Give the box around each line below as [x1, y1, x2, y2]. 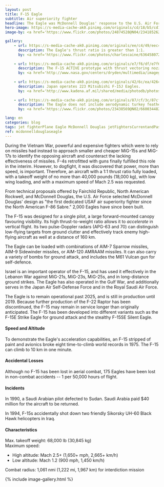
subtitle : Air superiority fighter [5, 16, 78, 21]
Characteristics [5, 426, 38, 432]
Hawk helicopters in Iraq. [5, 416, 55, 422]
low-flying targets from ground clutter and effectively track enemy [5, 229, 138, 235]
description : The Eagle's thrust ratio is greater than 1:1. [18, 47, 145, 53]
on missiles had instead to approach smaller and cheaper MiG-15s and [5, 147, 147, 154]
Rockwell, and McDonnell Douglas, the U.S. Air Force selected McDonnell [5, 193, 153, 199]
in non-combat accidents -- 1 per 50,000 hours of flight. [5, 374, 118, 380]
